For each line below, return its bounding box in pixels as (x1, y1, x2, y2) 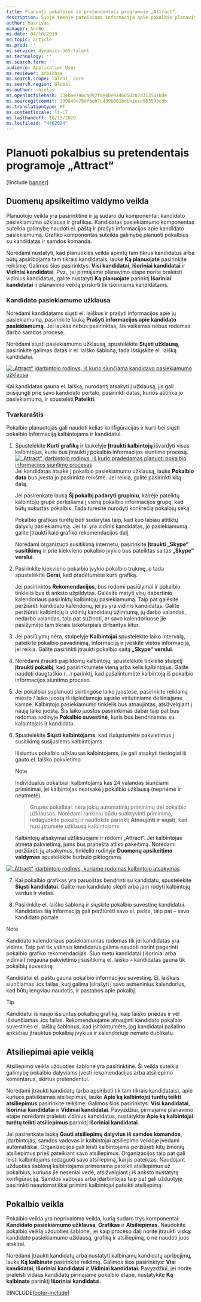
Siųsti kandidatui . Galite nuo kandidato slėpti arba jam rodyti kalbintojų (14, 883, 190, 890)
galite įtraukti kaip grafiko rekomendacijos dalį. (14, 529, 130, 536)
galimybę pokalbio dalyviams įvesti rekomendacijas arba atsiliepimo (6, 1069, 173, 1076)
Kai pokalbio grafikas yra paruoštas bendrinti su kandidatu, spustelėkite (14, 877, 192, 884)
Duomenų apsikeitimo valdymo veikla (6, 196, 149, 206)
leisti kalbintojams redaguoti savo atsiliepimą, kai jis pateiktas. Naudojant (6, 1156, 185, 1163)
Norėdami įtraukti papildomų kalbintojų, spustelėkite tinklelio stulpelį (14, 658, 183, 665)
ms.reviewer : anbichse (6, 70, 63, 76)
